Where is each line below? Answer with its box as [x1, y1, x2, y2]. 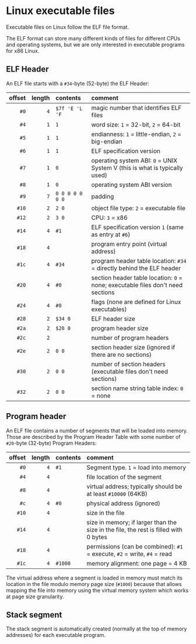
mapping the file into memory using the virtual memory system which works [6, 587, 189, 594]
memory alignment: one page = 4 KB [86, 559, 187, 567]
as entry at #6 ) [91, 230, 131, 238]
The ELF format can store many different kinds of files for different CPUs [6, 35, 181, 42]
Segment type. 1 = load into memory [86, 463, 187, 471]
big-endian [91, 137, 123, 145]
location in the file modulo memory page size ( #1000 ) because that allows [6, 580, 182, 587]
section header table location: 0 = [91, 274, 183, 282]
